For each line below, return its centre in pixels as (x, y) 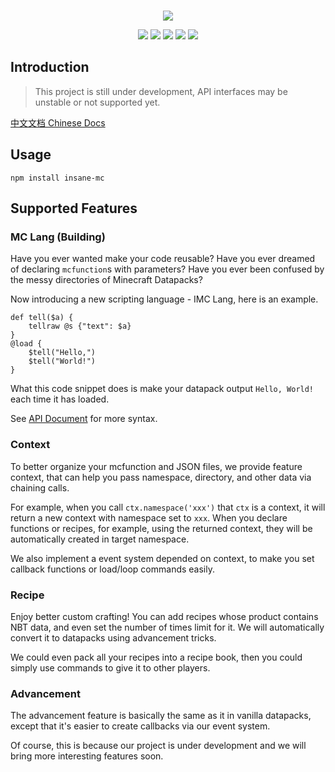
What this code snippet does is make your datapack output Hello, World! (162, 389)
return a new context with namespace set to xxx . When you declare (149, 517)
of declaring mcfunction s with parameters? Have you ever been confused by (167, 269)
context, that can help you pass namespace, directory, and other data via (161, 477)
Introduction (50, 67)
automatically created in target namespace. (100, 539)
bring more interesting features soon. (87, 756)
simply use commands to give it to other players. (110, 667)
